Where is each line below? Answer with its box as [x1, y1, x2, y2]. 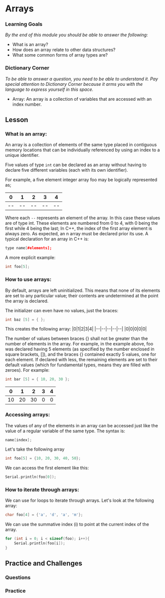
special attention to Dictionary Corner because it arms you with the [5, 81, 143, 87]
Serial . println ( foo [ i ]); [14, 541, 65, 546]
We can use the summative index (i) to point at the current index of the [5, 522, 150, 528]
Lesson [5, 116, 28, 124]
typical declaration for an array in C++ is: [5, 236, 89, 242]
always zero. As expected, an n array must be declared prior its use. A [5, 231, 149, 237]
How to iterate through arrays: [5, 486, 79, 493]
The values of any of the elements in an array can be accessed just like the [5, 422, 159, 428]
